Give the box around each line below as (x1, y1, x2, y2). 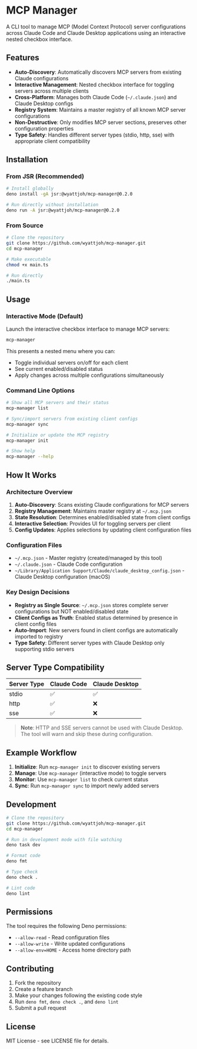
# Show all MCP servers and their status (6, 400, 109, 406)
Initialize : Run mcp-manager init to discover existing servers (14, 763, 161, 771)
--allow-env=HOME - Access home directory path (14, 946, 131, 954)
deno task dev (6, 842, 41, 848)
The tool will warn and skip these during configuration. (20, 731, 153, 738)
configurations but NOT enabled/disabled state (14, 608, 129, 615)
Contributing (6, 963, 54, 973)
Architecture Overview (6, 488, 73, 496)
